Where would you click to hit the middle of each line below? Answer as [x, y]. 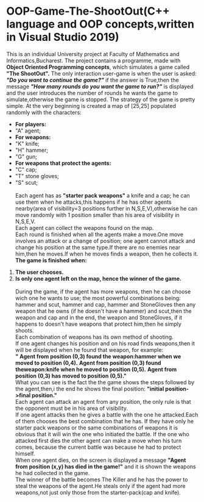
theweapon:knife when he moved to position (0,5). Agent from [96, 369]
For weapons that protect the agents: [63, 163]
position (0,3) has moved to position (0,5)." [71, 376]
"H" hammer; [32, 150]
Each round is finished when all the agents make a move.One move [99, 234]
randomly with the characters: [44, 112]
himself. [25, 453]
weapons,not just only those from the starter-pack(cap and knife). [98, 492]
